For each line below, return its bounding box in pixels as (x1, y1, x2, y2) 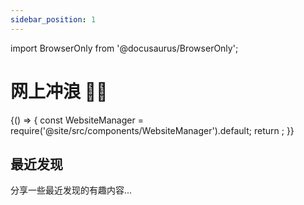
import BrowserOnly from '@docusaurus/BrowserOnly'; (10, 42, 239, 54)
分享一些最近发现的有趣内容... (10, 184, 133, 196)
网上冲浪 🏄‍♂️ (10, 80, 108, 103)
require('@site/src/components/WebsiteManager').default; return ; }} (10, 124, 295, 136)
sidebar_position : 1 (10, 14, 97, 25)
